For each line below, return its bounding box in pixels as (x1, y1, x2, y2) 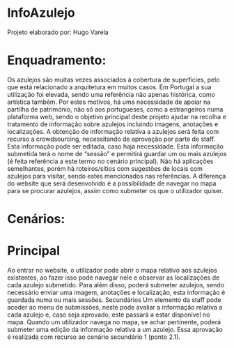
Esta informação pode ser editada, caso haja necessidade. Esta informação (7, 142, 224, 151)
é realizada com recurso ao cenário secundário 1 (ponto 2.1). (7, 333, 181, 341)
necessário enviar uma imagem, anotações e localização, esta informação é (7, 288, 226, 296)
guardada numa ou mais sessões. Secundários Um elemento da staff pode (7, 296, 221, 304)
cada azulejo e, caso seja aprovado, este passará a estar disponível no (7, 310, 210, 319)
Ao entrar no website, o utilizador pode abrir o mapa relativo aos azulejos (7, 266, 217, 274)
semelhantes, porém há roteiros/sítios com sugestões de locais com (7, 164, 203, 172)
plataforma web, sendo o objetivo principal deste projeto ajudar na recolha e (7, 112, 226, 121)
